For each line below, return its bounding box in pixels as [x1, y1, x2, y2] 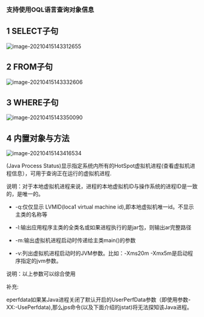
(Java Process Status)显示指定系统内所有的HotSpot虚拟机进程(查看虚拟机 [6, 162, 190, 170]
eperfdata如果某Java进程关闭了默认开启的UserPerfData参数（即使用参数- [6, 296, 191, 304]
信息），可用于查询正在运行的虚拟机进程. [11, 170, 112, 177]
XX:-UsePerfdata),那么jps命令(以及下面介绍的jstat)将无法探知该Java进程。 [6, 304, 192, 311]
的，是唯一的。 [6, 190, 44, 198]
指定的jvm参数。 [20, 257, 62, 265]
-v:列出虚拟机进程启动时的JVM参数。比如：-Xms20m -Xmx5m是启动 [15, 249, 188, 257]
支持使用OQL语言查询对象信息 [6, 5, 94, 13]
